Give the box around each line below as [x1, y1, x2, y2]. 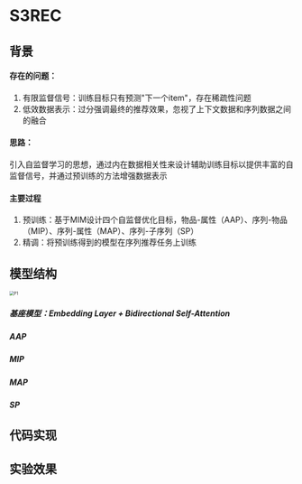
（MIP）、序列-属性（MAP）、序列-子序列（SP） [22, 226, 199, 237]
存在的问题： [9, 70, 57, 81]
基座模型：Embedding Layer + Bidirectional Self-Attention [9, 308, 231, 319]
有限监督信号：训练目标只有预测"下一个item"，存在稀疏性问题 [22, 92, 252, 103]
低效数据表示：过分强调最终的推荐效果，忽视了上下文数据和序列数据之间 [22, 103, 291, 114]
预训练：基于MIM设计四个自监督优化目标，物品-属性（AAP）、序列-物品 [22, 214, 288, 226]
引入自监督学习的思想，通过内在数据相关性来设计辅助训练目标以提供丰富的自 [9, 159, 294, 170]
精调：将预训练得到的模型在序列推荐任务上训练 [22, 237, 197, 248]
